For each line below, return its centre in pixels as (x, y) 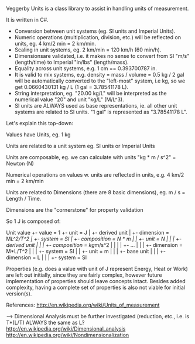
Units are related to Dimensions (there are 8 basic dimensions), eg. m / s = (96, 192)
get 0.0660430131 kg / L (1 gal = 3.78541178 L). (71, 87)
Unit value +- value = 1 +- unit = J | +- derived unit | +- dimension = (88, 233)
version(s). (19, 294)
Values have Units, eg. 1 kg (38, 135)
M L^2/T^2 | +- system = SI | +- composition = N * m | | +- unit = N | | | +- (94, 239)
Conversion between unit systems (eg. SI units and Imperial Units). (95, 31)
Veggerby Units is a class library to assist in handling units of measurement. (97, 8)
